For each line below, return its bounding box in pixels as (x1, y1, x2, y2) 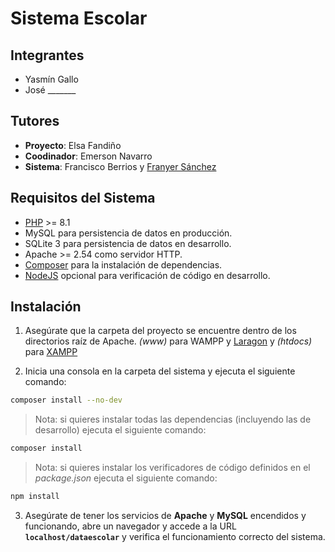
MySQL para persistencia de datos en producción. (24, 227, 233, 239)
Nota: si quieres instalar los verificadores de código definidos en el (34, 462, 311, 474)
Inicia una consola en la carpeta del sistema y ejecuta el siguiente (24, 365, 296, 377)
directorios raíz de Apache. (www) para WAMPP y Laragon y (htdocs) (24, 335, 313, 347)
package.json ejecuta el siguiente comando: (34, 472, 218, 484)
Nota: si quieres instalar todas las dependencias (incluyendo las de (34, 413, 312, 426)
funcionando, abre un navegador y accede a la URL (24, 520, 237, 532)
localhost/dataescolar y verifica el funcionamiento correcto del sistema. (24, 531, 326, 543)
